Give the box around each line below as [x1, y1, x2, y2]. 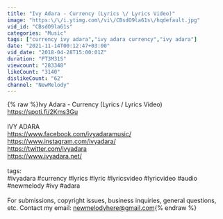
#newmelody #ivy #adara [7, 181, 81, 190]
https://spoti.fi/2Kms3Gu [7, 108, 79, 116]
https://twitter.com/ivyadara [7, 145, 87, 153]
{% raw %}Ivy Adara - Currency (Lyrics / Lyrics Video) [7, 100, 163, 108]
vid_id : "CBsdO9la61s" [7, 23, 73, 30]
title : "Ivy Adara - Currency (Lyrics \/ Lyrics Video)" [7, 10, 176, 17]
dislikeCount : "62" [7, 74, 64, 82]
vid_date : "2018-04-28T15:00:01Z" [7, 49, 108, 56]
